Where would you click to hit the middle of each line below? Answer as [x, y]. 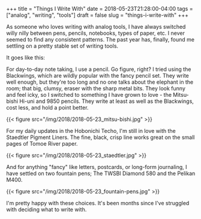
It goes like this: [25, 57]
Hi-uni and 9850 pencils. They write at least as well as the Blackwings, [106, 101]
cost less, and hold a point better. [47, 107]
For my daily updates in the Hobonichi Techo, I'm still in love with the [91, 131]
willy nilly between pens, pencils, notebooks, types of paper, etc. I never [95, 33]
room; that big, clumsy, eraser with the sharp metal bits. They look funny [96, 88]
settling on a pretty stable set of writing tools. [62, 46]
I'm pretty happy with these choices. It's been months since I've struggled [98, 203]
